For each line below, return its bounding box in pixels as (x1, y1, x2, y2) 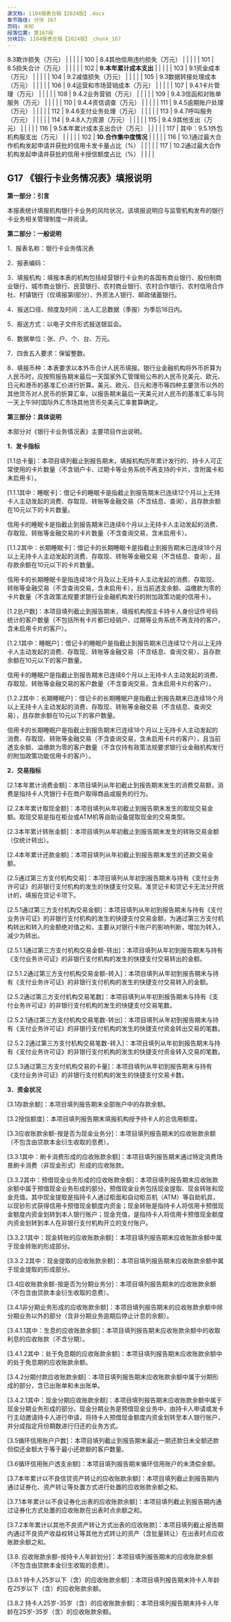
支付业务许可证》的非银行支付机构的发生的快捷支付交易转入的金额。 (19, 978, 212, 986)
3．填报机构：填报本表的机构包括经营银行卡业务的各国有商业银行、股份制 (7, 273, 216, 281)
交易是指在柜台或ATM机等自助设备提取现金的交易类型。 (30, 813, 189, 821)
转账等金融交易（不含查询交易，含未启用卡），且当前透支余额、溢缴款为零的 (7, 584, 221, 592)
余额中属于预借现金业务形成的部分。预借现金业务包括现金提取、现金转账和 (7, 1184, 218, 1193)
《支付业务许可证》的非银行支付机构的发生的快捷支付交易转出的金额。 (7, 954, 206, 963)
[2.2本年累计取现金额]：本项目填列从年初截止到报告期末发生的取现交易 (7, 804, 208, 812)
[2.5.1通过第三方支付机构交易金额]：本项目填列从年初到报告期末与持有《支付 (7, 906, 223, 914)
